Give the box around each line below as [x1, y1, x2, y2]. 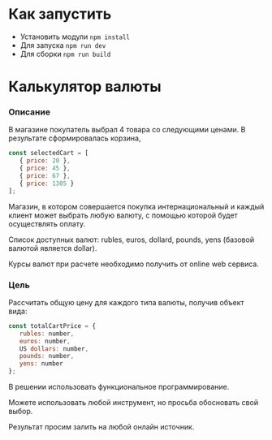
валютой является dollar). [8, 243, 97, 252]
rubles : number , [19, 330, 75, 338]
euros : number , [19, 337, 71, 345]
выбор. [8, 407, 33, 416]
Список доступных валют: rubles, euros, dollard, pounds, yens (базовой [8, 235, 254, 244]
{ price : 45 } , [19, 164, 71, 173]
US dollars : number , [19, 344, 89, 353]
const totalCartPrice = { [8, 321, 96, 330]
